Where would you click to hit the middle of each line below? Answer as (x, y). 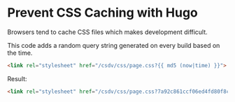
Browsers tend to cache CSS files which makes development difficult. (107, 32)
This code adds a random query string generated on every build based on (114, 45)
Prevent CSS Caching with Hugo (102, 13)
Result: (17, 78)
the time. (20, 53)
